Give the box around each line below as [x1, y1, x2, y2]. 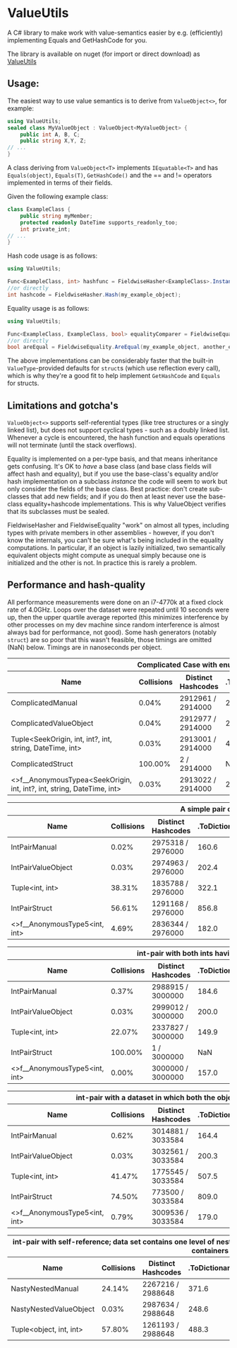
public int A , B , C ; [20, 131, 80, 138]
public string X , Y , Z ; [20, 137, 87, 144]
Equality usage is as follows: [7, 304, 90, 312]
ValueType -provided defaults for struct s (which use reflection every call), [7, 364, 221, 372]
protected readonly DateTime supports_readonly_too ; [20, 219, 178, 226]
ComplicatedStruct [11, 759, 73, 769]
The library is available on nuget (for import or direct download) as [7, 50, 200, 58]
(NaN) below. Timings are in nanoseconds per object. [7, 643, 162, 651]
